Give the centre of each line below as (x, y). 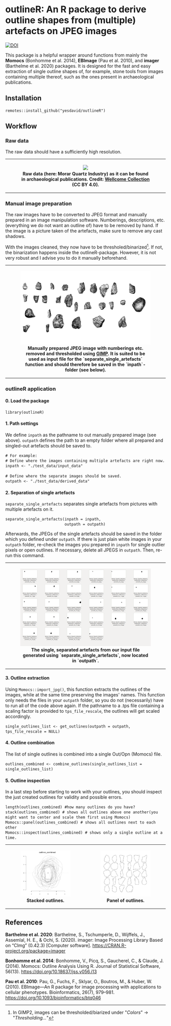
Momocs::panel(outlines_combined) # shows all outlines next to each (81, 822)
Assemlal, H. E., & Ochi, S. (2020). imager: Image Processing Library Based (84, 940)
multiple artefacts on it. (30, 509)
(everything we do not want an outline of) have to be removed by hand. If (82, 226)
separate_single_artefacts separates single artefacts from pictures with (81, 504)
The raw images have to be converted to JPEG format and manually (76, 215)
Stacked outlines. (45, 900)
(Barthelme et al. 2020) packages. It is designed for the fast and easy (78, 66)
